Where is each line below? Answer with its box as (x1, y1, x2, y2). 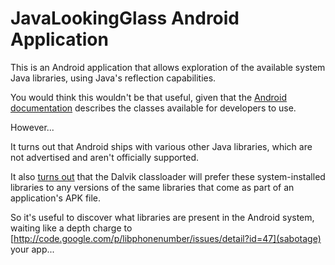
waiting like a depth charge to (10, 222, 133, 234)
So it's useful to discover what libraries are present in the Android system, (10, 211, 315, 223)
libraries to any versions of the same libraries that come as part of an (10, 181, 295, 193)
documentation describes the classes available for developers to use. (10, 102, 297, 114)
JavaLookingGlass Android (10, 7, 240, 30)
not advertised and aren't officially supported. (10, 151, 200, 163)
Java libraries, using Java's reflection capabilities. (10, 72, 217, 84)
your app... (10, 243, 55, 255)
